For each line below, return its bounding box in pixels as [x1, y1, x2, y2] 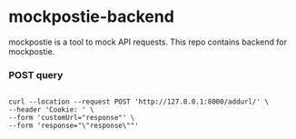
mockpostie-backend [8, 6, 174, 27]
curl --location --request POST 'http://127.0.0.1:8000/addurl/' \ [8, 97, 270, 106]
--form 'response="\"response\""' [8, 121, 140, 131]
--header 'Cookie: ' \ [8, 105, 94, 114]
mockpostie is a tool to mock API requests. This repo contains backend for [8, 36, 288, 47]
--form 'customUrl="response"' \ [8, 114, 135, 123]
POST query [8, 68, 64, 81]
